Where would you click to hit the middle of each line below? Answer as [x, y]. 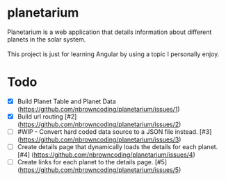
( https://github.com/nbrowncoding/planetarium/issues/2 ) [99, 124]
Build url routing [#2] [47, 117]
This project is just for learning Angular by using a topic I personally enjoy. [113, 54]
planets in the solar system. [47, 39]
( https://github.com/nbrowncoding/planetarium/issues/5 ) [99, 170]
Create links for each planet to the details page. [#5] [92, 162]
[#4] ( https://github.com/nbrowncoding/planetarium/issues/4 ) [106, 155]
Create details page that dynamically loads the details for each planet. [118, 147]
